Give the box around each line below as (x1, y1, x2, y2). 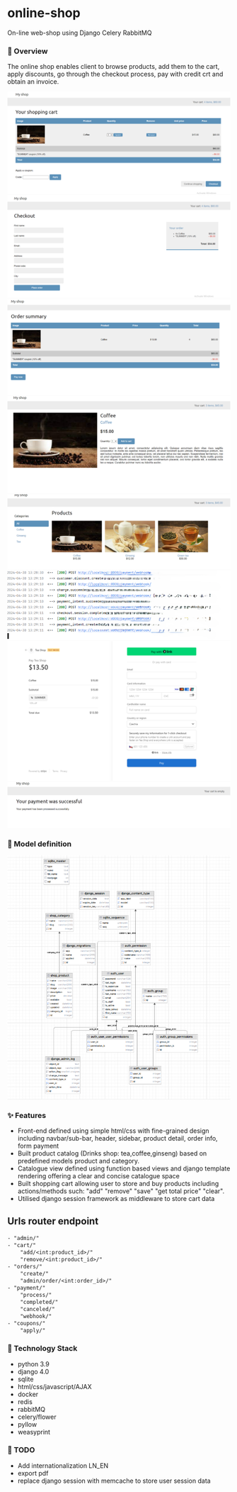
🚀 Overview (7, 46, 48, 56)
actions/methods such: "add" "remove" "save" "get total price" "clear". (17, 1187, 225, 1195)
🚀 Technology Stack (7, 1344, 78, 1354)
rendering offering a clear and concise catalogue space (17, 1172, 180, 1180)
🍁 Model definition (7, 839, 72, 849)
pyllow (17, 1420, 37, 1428)
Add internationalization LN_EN (17, 1461, 109, 1470)
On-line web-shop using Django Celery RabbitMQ (7, 28, 152, 37)
